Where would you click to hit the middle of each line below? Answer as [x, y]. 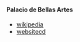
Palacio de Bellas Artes [40, 9]
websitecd [31, 32]
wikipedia [30, 24]
